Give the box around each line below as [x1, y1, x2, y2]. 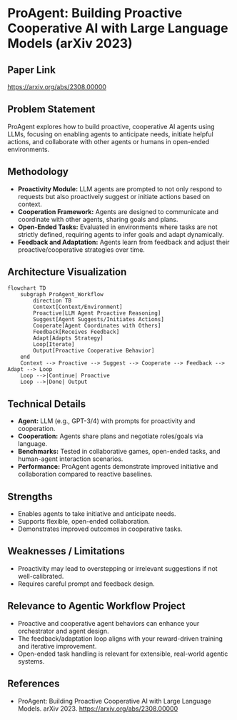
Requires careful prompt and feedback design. [17, 579, 155, 588]
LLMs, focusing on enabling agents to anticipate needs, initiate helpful [7, 130, 214, 138]
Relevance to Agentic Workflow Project [7, 600, 186, 612]
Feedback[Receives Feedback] [33, 328, 120, 336]
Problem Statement [7, 103, 96, 116]
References [7, 678, 60, 690]
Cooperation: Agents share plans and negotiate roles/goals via [17, 432, 203, 440]
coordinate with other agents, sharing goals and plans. [17, 215, 178, 223]
